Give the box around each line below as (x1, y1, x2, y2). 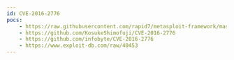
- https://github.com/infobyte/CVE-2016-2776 (19, 36, 154, 43)
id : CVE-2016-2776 (6, 10, 60, 17)
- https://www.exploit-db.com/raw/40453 (19, 42, 138, 49)
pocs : (6, 17, 22, 23)
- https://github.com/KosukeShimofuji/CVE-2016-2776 (19, 29, 176, 37)
